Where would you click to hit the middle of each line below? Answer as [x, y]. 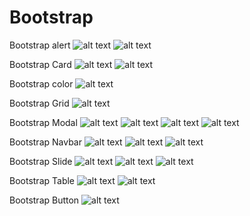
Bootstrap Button [44, 200]
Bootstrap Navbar [45, 142]
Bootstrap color [41, 83]
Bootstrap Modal [43, 122]
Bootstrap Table [42, 180]
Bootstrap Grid [39, 103]
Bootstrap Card [40, 64]
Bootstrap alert [40, 45]
